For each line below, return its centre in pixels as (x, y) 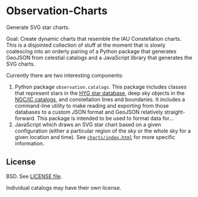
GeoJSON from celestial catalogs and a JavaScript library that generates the (99, 57)
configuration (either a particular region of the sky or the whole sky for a (103, 131)
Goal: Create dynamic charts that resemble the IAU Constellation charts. (94, 38)
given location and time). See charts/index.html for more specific (95, 137)
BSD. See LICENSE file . (34, 176)
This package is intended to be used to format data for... (105, 118)
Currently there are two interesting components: (65, 75)
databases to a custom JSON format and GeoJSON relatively (89, 112)
